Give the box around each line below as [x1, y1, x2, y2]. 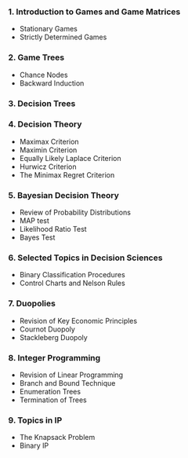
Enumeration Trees [19, 387, 81, 396]
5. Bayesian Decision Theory [8, 189, 120, 200]
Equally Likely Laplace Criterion [19, 153, 121, 163]
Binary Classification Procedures [19, 270, 125, 280]
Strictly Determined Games [19, 32, 107, 42]
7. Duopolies [8, 298, 56, 309]
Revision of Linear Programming [19, 370, 124, 379]
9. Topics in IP [8, 415, 63, 426]
